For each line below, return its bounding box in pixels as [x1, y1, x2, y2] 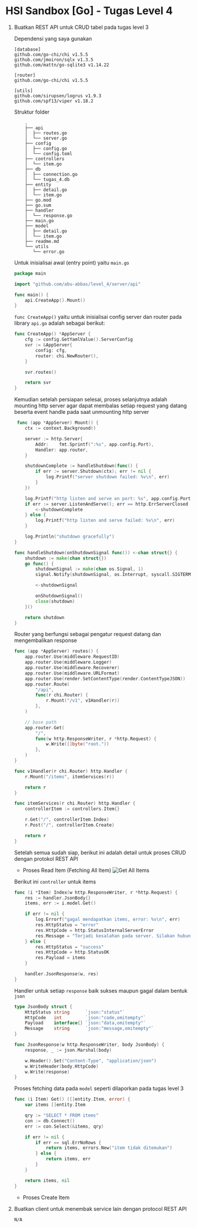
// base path [25, 719, 57, 725]
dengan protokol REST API [14, 855, 79, 862]
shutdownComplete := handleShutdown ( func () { [25, 463, 139, 469]
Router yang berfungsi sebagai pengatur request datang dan [14, 631, 161, 638]
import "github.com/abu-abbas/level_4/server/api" [14, 281, 141, 287]
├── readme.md [25, 238, 59, 244]
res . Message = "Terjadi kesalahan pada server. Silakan [35, 933, 175, 939]
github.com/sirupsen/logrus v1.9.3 [14, 93, 102, 98]
